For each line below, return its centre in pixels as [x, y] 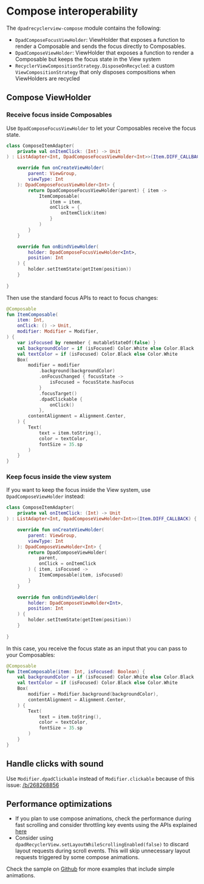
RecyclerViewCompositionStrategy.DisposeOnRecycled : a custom [95, 66]
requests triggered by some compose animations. [77, 857]
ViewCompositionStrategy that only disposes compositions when [95, 72]
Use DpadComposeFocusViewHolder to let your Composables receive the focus [101, 128]
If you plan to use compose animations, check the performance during [103, 818]
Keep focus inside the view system [59, 477]
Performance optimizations [59, 804]
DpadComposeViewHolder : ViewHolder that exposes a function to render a [104, 52]
